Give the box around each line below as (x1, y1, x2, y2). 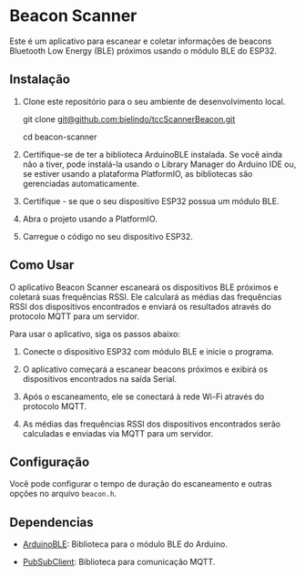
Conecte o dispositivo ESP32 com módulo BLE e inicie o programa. (22, 345, 275, 356)
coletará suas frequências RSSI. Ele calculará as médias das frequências (9, 291, 282, 302)
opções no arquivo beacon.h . (9, 489, 117, 499)
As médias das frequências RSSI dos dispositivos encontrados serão (22, 418, 280, 429)
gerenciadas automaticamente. (22, 178, 139, 189)
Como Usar (9, 257, 75, 273)
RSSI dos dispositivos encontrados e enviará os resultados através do (9, 301, 271, 312)
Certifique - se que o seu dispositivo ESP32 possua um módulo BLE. (22, 195, 280, 206)
